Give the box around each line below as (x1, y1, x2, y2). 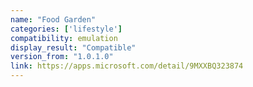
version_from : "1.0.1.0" (10, 52, 114, 62)
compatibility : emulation (10, 33, 118, 43)
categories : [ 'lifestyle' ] (10, 24, 123, 34)
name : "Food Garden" (10, 14, 97, 25)
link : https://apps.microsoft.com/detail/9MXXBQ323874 (10, 61, 244, 71)
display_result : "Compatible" (10, 42, 137, 53)
